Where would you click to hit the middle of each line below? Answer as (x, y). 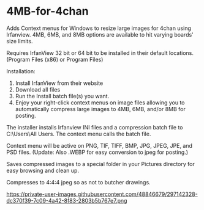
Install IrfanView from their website (59, 83)
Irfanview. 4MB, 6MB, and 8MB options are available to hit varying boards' (100, 34)
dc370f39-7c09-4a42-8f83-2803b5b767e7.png (67, 200)
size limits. (20, 41)
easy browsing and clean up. (43, 170)
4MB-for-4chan (47, 11)
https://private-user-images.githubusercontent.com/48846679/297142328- (102, 194)
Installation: (21, 71)
